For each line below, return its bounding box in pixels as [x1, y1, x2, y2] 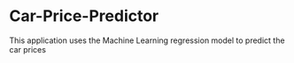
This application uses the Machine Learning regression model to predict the [9, 35, 285, 45]
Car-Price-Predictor [9, 6, 159, 26]
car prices [9, 44, 47, 54]
